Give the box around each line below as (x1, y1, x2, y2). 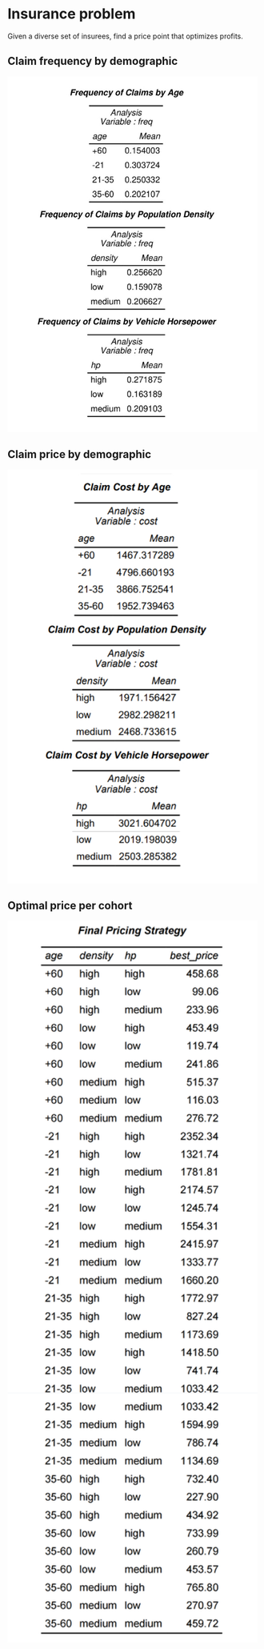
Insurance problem (7, 5, 136, 23)
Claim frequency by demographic (7, 54, 178, 68)
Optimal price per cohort (7, 898, 133, 913)
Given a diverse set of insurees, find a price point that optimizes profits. (7, 31, 243, 41)
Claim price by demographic (7, 447, 152, 461)
